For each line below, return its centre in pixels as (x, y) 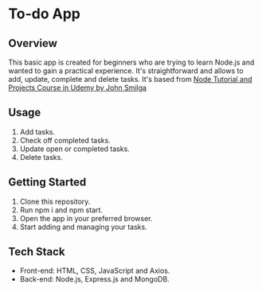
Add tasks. (37, 131)
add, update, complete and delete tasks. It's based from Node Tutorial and (130, 79)
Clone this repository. (55, 201)
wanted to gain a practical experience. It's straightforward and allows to (126, 71)
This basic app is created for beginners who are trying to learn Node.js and (131, 62)
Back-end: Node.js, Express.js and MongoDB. (94, 279)
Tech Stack (37, 252)
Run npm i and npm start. (61, 210)
